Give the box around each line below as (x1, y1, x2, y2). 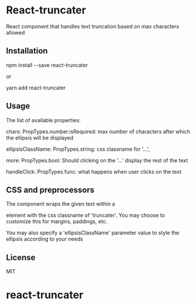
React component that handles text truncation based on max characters (6, 23, 180, 30)
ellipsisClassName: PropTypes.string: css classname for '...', (6, 145, 150, 152)
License (6, 252, 36, 262)
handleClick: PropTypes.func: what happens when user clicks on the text (6, 168, 182, 175)
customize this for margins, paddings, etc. (6, 218, 108, 225)
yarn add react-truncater (6, 84, 66, 91)
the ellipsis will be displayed (6, 134, 74, 141)
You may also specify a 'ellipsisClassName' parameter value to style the (6, 229, 180, 237)
